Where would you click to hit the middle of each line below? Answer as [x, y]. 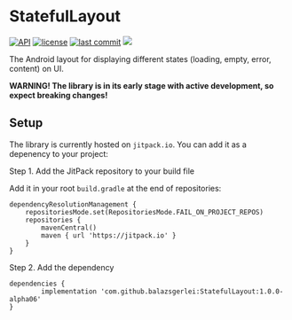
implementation [69, 291]
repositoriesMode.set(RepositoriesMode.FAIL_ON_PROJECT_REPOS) [145, 212]
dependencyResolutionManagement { [73, 204]
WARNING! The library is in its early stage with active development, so [142, 85]
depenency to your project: [59, 153]
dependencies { [37, 284]
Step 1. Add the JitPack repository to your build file [102, 171]
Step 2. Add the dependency [62, 267]
